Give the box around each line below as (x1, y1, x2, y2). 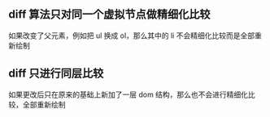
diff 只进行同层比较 (8, 67, 104, 81)
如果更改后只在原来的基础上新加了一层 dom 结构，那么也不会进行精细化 (8, 90, 249, 99)
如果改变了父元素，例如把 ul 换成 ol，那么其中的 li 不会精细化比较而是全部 (8, 31, 255, 40)
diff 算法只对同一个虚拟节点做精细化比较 (8, 7, 211, 22)
